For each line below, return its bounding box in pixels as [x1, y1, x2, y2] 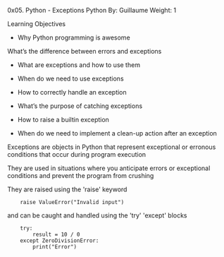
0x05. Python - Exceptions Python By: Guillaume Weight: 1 [7, 6, 177, 14]
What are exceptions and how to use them [17, 61, 141, 69]
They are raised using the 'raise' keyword [7, 185, 127, 193]
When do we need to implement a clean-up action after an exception [17, 129, 217, 137]
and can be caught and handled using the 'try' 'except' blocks [7, 211, 187, 220]
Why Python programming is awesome [17, 33, 130, 42]
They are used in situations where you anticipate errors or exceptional [7, 164, 211, 172]
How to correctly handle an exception [17, 88, 127, 96]
